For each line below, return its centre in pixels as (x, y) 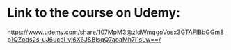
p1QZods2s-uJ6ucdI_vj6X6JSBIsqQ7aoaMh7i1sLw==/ (84, 39)
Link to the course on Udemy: (94, 13)
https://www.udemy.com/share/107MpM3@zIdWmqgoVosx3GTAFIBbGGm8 (115, 32)
